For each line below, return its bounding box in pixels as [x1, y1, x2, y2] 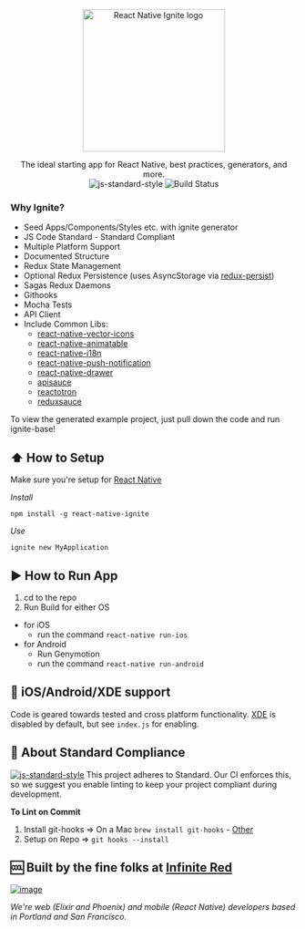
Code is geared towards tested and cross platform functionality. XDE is [10, 708, 277, 719]
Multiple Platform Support [23, 242, 121, 253]
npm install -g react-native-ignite [10, 510, 149, 519]
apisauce [36, 377, 72, 387]
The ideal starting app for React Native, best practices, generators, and [20, 160, 288, 170]
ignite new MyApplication [10, 543, 108, 552]
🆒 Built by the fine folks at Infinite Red [10, 860, 233, 875]
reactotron [36, 387, 76, 397]
